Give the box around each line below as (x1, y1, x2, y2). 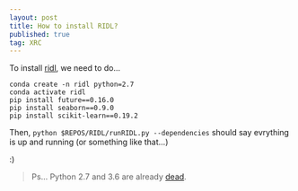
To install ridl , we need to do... (9, 63, 121, 74)
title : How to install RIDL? (9, 22, 118, 30)
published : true (9, 30, 70, 39)
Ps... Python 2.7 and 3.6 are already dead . (31, 171, 187, 182)
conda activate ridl (9, 88, 87, 97)
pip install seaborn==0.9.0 (9, 104, 115, 113)
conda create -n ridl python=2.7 (9, 80, 135, 90)
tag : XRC (9, 38, 42, 48)
